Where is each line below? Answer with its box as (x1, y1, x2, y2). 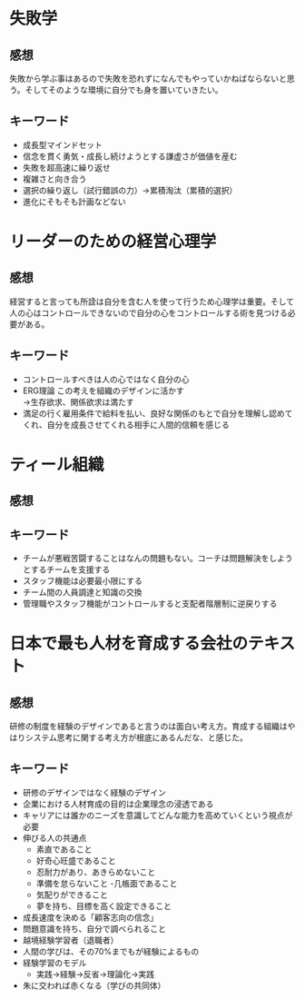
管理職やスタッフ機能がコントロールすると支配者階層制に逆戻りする (22, 598, 278, 609)
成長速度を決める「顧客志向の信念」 (22, 912, 159, 923)
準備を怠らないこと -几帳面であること (35, 877, 178, 888)
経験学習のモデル (22, 957, 87, 968)
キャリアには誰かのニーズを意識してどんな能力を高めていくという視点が (22, 809, 293, 820)
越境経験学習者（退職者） (22, 935, 119, 945)
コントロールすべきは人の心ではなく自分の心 (22, 373, 190, 384)
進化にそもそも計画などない (22, 196, 126, 207)
